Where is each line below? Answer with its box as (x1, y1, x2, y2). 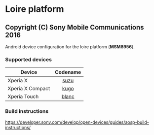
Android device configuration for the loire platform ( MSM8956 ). (5, 44, 135, 50)
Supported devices (5, 56, 52, 63)
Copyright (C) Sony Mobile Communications (5, 23, 144, 32)
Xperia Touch (7, 93, 39, 100)
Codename (55, 69, 81, 76)
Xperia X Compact (7, 85, 50, 92)
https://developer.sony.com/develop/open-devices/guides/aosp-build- (5, 119, 150, 125)
